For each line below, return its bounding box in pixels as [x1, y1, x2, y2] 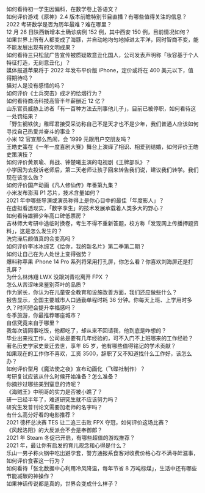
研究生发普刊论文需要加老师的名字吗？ [6, 404, 103, 410]
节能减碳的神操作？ [6, 472, 55, 480]
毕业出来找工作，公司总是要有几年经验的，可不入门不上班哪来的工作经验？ [6, 334, 193, 342]
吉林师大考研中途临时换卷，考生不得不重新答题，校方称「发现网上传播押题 [6, 220, 193, 227]
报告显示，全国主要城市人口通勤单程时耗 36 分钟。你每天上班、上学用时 [6, 296, 187, 303]
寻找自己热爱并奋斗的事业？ [6, 128, 76, 135]
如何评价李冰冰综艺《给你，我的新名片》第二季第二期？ [6, 243, 145, 250]
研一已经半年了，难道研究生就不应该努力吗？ [6, 396, 119, 403]
